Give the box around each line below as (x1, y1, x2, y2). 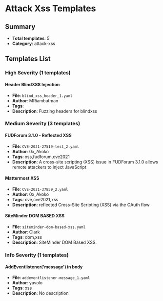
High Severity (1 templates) (5, 69, 71, 76)
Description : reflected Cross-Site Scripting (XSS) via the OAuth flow (12, 202, 150, 208)
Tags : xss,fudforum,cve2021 (12, 154, 70, 160)
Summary (5, 23, 36, 31)
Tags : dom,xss (12, 234, 42, 240)
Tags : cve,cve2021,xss (12, 196, 59, 202)
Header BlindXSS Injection (5, 81, 60, 87)
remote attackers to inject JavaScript (12, 164, 87, 170)
